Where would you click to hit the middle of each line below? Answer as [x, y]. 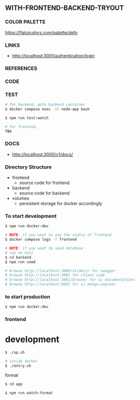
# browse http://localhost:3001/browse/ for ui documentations [70, 280]
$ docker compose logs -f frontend [41, 240]
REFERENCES [21, 68]
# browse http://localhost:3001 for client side [55, 275]
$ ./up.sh [15, 353]
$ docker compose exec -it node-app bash [47, 109]
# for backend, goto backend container [45, 105]
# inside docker [21, 361]
